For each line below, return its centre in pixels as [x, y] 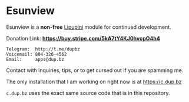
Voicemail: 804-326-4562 [37, 54]
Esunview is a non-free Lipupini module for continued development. [89, 27]
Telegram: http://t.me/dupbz [43, 49]
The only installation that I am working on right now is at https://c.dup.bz [94, 81]
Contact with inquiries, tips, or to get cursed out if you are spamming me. [95, 70]
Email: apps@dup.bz [35, 59]
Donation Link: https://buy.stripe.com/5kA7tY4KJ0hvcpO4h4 [83, 38]
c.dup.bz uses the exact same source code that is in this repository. [88, 93]
